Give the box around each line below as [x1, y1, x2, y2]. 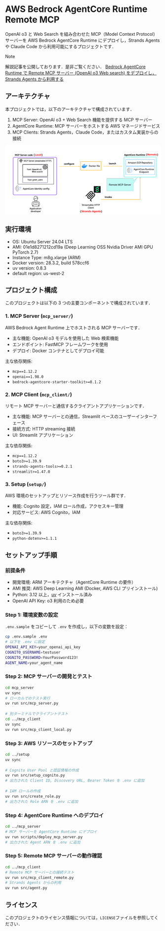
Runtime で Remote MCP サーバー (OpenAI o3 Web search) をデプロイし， [5, 70, 157, 75]
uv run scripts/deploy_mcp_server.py [5, 834, 83, 840]
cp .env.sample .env [5, 634, 48, 639]
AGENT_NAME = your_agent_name [5, 660, 63, 665]
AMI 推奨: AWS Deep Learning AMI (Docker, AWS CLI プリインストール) [12, 585, 158, 591]
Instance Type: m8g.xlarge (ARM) [12, 254, 81, 260]
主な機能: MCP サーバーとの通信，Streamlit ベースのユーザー [12, 413, 136, 419]
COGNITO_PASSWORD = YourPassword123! [5, 655, 79, 660]
